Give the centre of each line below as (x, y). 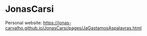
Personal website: (24, 23)
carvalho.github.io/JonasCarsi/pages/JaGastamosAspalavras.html (73, 28)
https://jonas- (57, 23)
